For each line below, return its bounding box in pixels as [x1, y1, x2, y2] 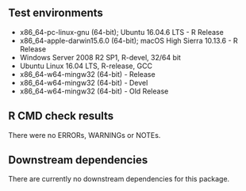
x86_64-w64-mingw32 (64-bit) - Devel [19, 78, 148, 87]
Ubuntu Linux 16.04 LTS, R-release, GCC [19, 61, 153, 71]
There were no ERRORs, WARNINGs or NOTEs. [8, 130, 161, 139]
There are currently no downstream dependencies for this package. [8, 174, 230, 184]
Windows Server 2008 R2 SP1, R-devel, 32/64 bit [19, 52, 181, 62]
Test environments [8, 6, 103, 20]
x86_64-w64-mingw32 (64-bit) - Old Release [19, 86, 169, 96]
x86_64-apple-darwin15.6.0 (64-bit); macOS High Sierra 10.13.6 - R [19, 36, 238, 45]
